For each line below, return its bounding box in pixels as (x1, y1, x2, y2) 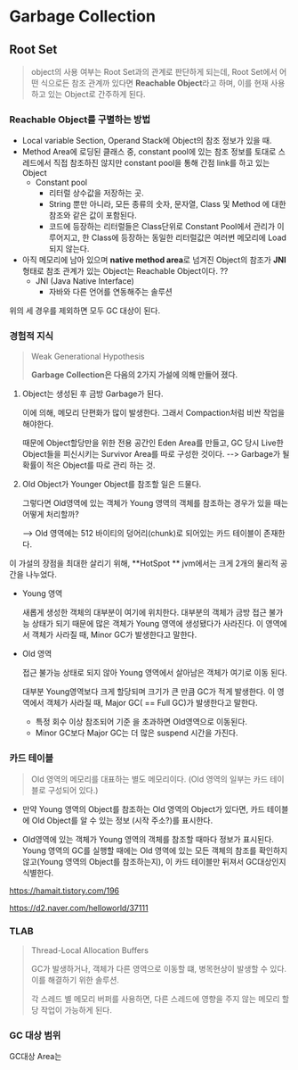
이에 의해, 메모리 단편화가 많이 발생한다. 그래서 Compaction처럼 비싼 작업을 (21, 407, 286, 418)
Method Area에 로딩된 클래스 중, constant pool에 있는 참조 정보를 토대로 (21, 146, 277, 157)
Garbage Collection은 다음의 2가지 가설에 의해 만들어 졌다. (30, 369, 238, 380)
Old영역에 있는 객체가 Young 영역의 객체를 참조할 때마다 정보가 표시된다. (21, 834, 274, 844)
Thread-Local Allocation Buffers (30, 945, 149, 956)
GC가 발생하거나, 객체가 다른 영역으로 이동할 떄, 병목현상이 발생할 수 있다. (30, 964, 287, 975)
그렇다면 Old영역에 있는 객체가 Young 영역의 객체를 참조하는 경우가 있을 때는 (21, 497, 289, 508)
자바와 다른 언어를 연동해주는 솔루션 (48, 286, 173, 297)
